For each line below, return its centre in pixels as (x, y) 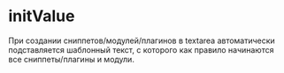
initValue (42, 16)
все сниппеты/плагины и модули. (71, 59)
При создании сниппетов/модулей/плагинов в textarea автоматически (142, 40)
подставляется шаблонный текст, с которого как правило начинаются (141, 49)
